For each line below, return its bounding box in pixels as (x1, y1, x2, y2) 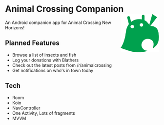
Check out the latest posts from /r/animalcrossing (12, 62, 112, 68)
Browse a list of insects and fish (12, 52, 77, 58)
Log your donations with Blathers (12, 57, 79, 63)
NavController (12, 105, 41, 111)
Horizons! (5, 24, 25, 30)
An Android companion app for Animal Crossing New (5, 20, 111, 25)
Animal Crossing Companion (5, 3, 124, 15)
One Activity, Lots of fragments (12, 110, 75, 116)
